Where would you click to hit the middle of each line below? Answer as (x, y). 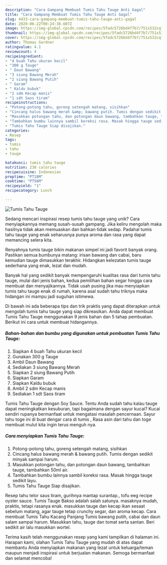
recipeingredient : (24, 56)
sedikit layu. (25, 480)
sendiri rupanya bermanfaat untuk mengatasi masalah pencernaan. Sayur (80, 414)
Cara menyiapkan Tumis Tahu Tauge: (45, 436)
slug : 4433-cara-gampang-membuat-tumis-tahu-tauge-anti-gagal (71, 19)
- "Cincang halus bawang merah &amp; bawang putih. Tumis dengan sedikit (83, 112)
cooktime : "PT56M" (24, 181)
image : (12, 28)
